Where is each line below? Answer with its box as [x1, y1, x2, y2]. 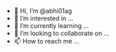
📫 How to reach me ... [13, 37, 79, 45]
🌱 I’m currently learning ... [13, 22, 89, 30]
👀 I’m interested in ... [13, 14, 74, 22]
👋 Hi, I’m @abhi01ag [13, 7, 72, 15]
